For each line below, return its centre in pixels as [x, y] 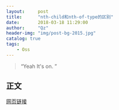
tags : [13, 44]
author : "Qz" [27, 28]
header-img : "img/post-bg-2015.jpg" [51, 33]
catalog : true [24, 39]
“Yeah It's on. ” [39, 66]
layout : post [27, 11]
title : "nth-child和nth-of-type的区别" [60, 17]
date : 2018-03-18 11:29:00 [47, 22]
